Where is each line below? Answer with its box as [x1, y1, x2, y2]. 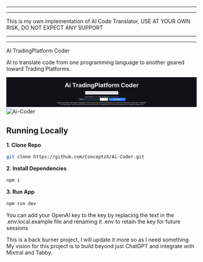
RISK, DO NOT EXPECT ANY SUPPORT [6, 24, 103, 31]
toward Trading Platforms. [6, 65, 71, 72]
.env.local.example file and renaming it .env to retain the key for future [6, 218, 181, 225]
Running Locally [6, 125, 68, 136]
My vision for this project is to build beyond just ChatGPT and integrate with [6, 242, 195, 249]
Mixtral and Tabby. [6, 249, 53, 256]
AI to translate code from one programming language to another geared [6, 59, 185, 66]
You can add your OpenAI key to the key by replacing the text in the [6, 211, 175, 219]
